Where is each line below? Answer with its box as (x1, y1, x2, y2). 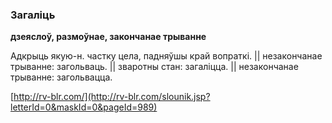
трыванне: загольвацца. (10, 71, 113, 83)
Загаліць (10, 8, 56, 22)
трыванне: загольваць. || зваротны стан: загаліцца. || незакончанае (10, 61, 299, 73)
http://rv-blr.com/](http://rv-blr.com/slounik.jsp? (13, 91, 211, 103)
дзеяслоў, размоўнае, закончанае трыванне (10, 31, 207, 43)
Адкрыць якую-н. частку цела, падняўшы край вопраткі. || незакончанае (10, 50, 323, 62)
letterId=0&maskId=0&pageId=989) (10, 101, 158, 113)
